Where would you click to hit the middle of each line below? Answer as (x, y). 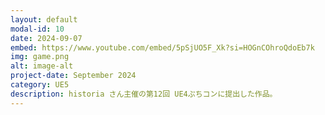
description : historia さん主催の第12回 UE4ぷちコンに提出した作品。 (144, 94)
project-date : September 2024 (73, 76)
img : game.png (40, 57)
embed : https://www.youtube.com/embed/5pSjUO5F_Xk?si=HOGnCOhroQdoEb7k (162, 47)
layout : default (44, 19)
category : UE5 (40, 85)
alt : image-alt (42, 66)
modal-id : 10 (37, 29)
